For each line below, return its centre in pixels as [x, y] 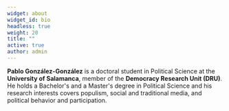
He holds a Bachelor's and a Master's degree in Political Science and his [110, 86]
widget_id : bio [29, 20]
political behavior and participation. [57, 100]
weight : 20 [23, 33]
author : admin [28, 52]
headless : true [29, 26]
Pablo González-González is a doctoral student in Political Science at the [111, 71]
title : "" [21, 39]
